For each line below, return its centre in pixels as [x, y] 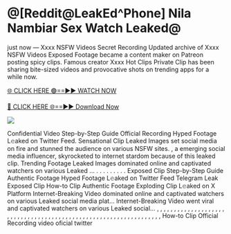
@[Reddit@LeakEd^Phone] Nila [99, 13]
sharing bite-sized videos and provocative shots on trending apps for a [108, 69]
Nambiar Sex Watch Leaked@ [94, 28]
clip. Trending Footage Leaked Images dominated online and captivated [109, 163]
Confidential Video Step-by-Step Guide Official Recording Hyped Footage [112, 133]
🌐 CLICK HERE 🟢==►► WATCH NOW [62, 90]
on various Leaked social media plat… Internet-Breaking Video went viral [111, 201]
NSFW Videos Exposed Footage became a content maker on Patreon [105, 55]
